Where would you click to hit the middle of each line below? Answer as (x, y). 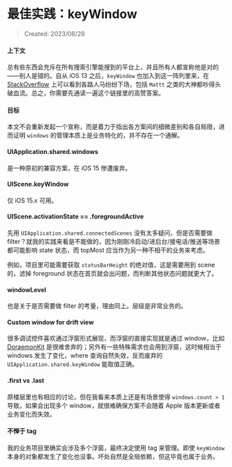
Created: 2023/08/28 (54, 34)
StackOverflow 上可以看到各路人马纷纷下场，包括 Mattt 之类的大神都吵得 (111, 84)
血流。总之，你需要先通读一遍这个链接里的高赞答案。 (88, 93)
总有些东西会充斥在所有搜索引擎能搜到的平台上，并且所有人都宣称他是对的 (113, 67)
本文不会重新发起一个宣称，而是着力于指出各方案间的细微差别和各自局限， (113, 127)
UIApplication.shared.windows (53, 151)
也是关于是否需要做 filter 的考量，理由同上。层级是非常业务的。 (97, 306)
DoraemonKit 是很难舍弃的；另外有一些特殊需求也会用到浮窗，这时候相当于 (115, 347)
